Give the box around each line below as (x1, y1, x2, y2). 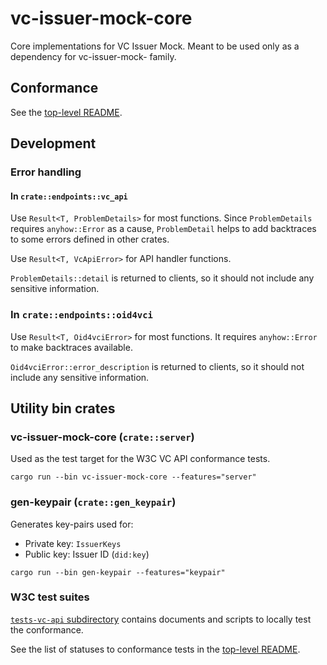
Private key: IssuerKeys (24, 537, 122, 549)
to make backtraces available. (10, 341, 133, 353)
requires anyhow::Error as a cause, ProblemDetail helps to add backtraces (10, 223, 317, 235)
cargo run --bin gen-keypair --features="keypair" (10, 567, 226, 577)
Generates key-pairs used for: (10, 518, 134, 530)
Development (10, 135, 97, 152)
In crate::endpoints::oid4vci (10, 308, 153, 322)
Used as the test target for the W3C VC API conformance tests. (10, 453, 271, 465)
